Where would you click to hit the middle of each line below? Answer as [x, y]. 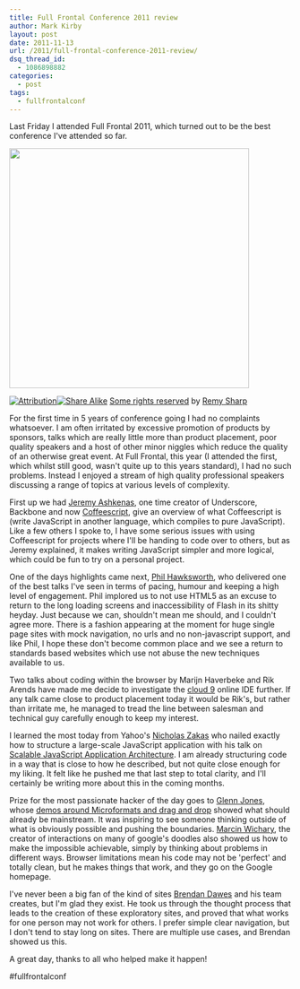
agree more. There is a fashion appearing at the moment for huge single [142, 625]
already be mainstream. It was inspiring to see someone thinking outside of [148, 820]
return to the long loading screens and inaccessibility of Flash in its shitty [144, 605]
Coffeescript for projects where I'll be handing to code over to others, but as [150, 541]
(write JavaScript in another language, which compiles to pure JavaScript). [147, 522]
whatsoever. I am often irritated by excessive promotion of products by [140, 428]
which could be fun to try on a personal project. [97, 560]
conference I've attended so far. [69, 136]
